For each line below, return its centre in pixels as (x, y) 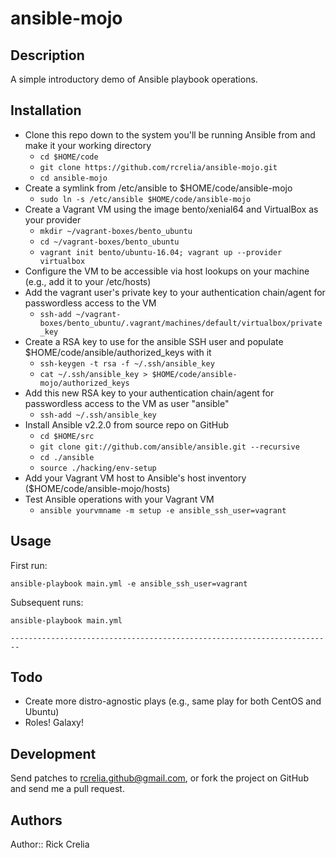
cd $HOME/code (69, 157)
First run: (29, 565)
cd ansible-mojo (73, 178)
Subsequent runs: (47, 602)
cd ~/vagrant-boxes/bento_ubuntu (109, 242)
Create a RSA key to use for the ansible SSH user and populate (154, 341)
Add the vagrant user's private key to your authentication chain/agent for (175, 292)
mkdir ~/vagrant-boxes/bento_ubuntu (116, 231)
